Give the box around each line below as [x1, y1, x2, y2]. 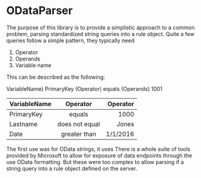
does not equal [57, 119, 100, 128]
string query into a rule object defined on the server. [6, 165, 138, 172]
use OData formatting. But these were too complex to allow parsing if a [6, 158, 184, 165]
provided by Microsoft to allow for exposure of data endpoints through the [6, 152, 192, 159]
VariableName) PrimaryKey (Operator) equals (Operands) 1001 [6, 85, 163, 92]
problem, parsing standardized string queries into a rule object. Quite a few [6, 30, 195, 37]
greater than [60, 129, 96, 138]
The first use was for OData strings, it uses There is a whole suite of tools [6, 145, 191, 152]
